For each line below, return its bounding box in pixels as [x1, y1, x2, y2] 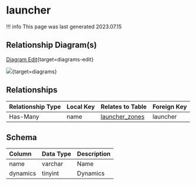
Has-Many [9, 113, 40, 121]
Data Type [41, 150, 72, 158]
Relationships [6, 85, 58, 95]
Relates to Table [100, 103, 147, 111]
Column [9, 150, 32, 158]
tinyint [41, 169, 59, 177]
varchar [41, 160, 64, 168]
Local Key [67, 103, 96, 111]
